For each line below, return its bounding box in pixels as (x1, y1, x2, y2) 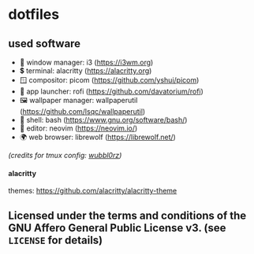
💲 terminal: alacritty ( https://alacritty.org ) (19, 66, 152, 75)
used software (8, 37, 81, 50)
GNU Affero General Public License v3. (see (8, 221, 226, 234)
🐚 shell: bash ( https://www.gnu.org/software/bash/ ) (19, 116, 188, 124)
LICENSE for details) (8, 234, 103, 247)
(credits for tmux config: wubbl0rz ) (8, 151, 122, 160)
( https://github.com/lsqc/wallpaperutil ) (19, 107, 146, 116)
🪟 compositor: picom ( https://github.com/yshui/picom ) (19, 75, 200, 84)
